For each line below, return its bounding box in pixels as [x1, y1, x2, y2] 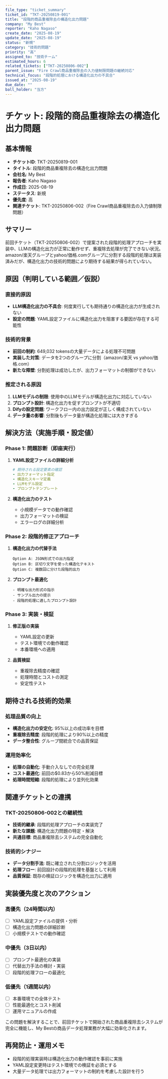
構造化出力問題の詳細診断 [12, 924, 66, 930]
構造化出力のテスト [12, 495, 53, 501]
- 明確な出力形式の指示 [12, 587, 55, 592]
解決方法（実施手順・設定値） [5, 428, 98, 437]
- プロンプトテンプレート [12, 486, 59, 491]
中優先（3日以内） [5, 945, 50, 952]
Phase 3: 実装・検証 [5, 610, 54, 617]
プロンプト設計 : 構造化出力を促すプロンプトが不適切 [12, 400, 120, 406]
